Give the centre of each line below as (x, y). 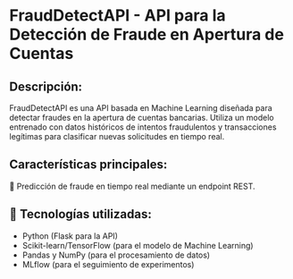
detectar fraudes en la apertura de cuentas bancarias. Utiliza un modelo (142, 118)
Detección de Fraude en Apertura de (146, 34)
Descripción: (46, 86)
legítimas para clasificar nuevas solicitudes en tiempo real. (117, 136)
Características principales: (88, 165)
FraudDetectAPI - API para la (117, 16)
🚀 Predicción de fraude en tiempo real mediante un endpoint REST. (132, 186)
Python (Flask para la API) (70, 236)
